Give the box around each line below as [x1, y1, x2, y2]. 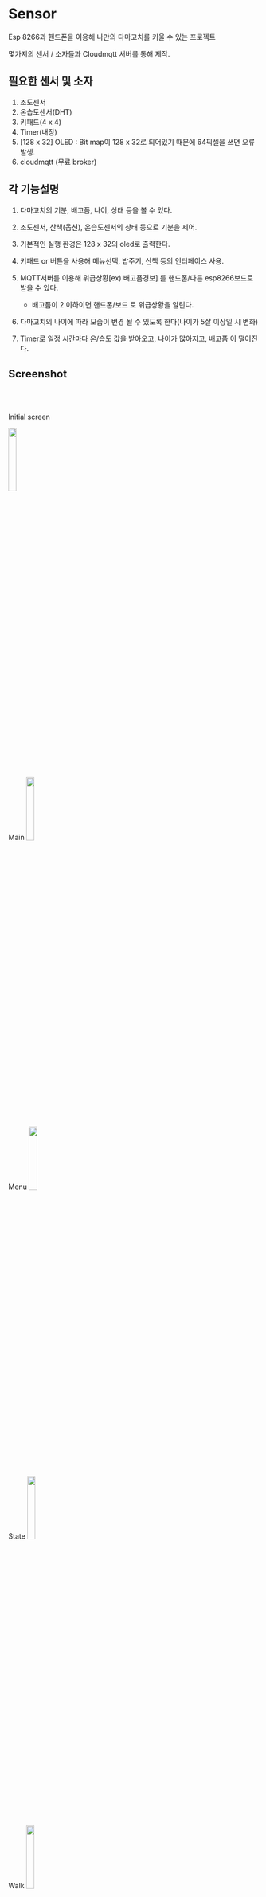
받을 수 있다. [19, 283, 59, 292]
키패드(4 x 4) [19, 117, 62, 127]
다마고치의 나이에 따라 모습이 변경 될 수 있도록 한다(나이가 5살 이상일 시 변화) [19, 316, 259, 327]
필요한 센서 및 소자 [8, 75, 93, 88]
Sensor [8, 5, 57, 23]
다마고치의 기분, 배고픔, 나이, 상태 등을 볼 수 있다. [19, 205, 173, 215]
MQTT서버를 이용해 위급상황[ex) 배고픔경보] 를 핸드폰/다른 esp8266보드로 [19, 272, 254, 283]
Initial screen [8, 412, 50, 422]
